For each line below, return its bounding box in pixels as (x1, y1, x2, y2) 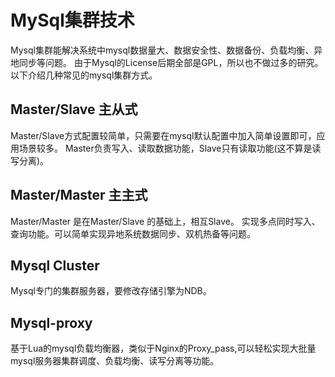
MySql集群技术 (10, 9, 135, 32)
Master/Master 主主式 (10, 187, 148, 204)
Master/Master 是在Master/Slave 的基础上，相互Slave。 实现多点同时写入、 (10, 215, 321, 227)
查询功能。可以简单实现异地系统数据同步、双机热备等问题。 (10, 227, 256, 240)
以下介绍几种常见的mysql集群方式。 (10, 69, 158, 81)
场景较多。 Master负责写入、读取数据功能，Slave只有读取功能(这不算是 (18, 142, 313, 154)
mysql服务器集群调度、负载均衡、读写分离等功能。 (10, 355, 220, 367)
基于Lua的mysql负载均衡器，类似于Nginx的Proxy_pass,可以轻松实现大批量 (10, 342, 317, 355)
